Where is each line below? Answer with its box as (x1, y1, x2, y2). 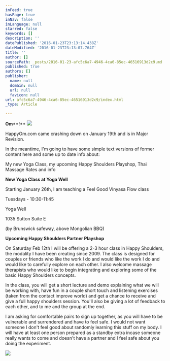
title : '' (5, 50, 26, 55)
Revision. (5, 136, 24, 142)
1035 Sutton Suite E (5, 216, 46, 222)
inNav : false (5, 17, 33, 22)
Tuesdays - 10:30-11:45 (5, 196, 54, 202)
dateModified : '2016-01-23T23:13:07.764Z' (5, 45, 96, 50)
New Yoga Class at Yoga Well (5, 176, 68, 183)
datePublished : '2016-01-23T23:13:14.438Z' (5, 41, 99, 46)
